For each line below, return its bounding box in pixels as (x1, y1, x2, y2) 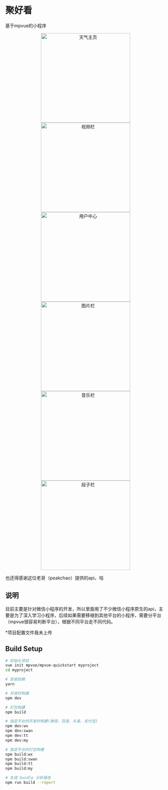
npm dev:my (5, 737, 29, 743)
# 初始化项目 (5, 658, 29, 663)
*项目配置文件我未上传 (5, 629, 52, 636)
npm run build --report (5, 780, 56, 785)
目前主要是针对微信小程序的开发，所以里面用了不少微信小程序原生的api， (5, 605, 159, 612)
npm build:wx (5, 752, 33, 757)
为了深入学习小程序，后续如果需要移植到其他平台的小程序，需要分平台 (14, 612, 161, 618)
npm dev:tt (5, 733, 29, 738)
